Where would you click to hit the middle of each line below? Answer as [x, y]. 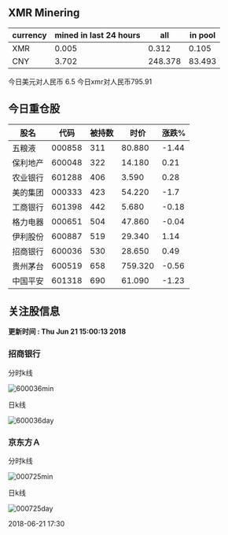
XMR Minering [44, 13]
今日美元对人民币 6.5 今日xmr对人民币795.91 [80, 81]
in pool [203, 35]
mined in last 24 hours [97, 35]
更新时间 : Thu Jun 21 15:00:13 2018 [67, 332]
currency [29, 35]
